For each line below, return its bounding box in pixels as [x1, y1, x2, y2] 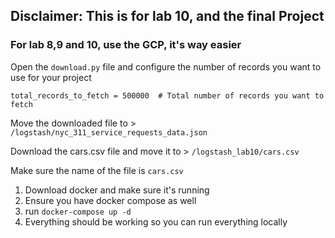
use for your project [10, 71, 92, 83]
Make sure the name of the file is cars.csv [10, 164, 184, 176]
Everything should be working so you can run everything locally [24, 215, 288, 228]
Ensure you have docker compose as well [24, 194, 197, 206]
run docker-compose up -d [24, 205, 132, 217]
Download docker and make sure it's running [24, 184, 210, 196]
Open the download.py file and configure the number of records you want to [10, 60, 322, 73]
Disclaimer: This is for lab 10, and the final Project [10, 8, 325, 25]
